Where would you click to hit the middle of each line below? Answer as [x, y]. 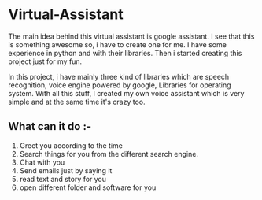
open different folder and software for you [88, 187]
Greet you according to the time [71, 145]
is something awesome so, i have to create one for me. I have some [117, 44]
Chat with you [42, 162]
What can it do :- [50, 126]
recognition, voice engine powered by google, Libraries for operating [120, 85]
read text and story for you [63, 179]
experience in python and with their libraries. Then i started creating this [125, 53]
